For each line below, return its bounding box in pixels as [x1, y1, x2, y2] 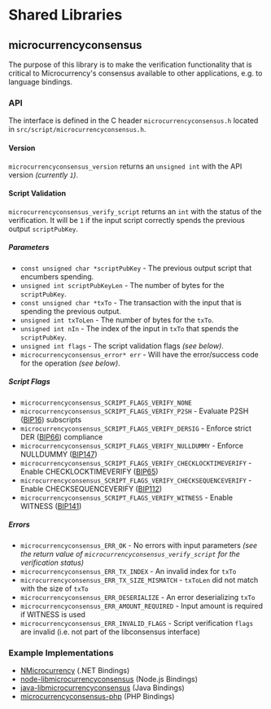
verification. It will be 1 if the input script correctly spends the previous [8, 215, 246, 225]
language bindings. [8, 77, 73, 86]
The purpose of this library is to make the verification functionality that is [8, 59, 252, 69]
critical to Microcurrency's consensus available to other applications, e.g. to [8, 68, 263, 78]
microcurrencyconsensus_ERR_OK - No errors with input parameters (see [20, 540, 258, 550]
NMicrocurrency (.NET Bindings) [20, 665, 130, 675]
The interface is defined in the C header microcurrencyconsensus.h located [8, 116, 259, 125]
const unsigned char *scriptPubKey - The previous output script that [20, 263, 252, 273]
